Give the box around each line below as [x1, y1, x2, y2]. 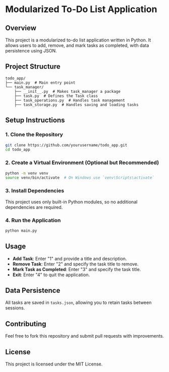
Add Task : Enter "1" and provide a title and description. [12, 255, 127, 261]
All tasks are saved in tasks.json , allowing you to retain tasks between [5, 299, 152, 306]
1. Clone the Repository [5, 131, 63, 138]
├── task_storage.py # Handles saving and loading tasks [14, 102, 139, 107]
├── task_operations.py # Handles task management [14, 97, 125, 103]
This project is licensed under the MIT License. [5, 361, 103, 367]
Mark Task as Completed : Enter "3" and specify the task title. [12, 266, 141, 272]
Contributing [5, 320, 46, 328]
